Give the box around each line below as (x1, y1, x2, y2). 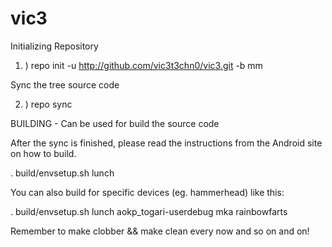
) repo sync (24, 98, 73, 110)
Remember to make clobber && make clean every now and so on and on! (10, 225, 310, 237)
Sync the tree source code (10, 78, 120, 91)
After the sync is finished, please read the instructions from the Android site (10, 137, 323, 149)
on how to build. (10, 147, 77, 159)
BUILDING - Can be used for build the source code (10, 117, 220, 129)
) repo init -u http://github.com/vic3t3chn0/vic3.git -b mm (24, 59, 263, 71)
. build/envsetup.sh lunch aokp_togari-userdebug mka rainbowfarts (10, 205, 288, 217)
